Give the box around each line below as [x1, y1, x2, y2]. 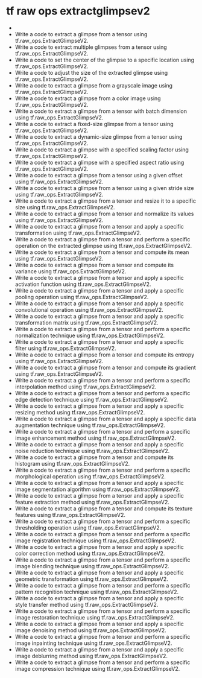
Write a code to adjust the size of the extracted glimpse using [14, 69, 168, 76]
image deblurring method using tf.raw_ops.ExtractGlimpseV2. [14, 652, 168, 659]
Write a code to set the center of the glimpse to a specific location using [14, 56, 195, 63]
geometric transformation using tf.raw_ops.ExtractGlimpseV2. [14, 575, 169, 583]
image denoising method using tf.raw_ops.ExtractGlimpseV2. [14, 626, 167, 634]
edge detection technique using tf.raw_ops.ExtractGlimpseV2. [14, 396, 169, 403]
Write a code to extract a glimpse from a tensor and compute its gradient [14, 364, 196, 371]
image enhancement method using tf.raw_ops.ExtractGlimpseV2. [14, 434, 177, 442]
